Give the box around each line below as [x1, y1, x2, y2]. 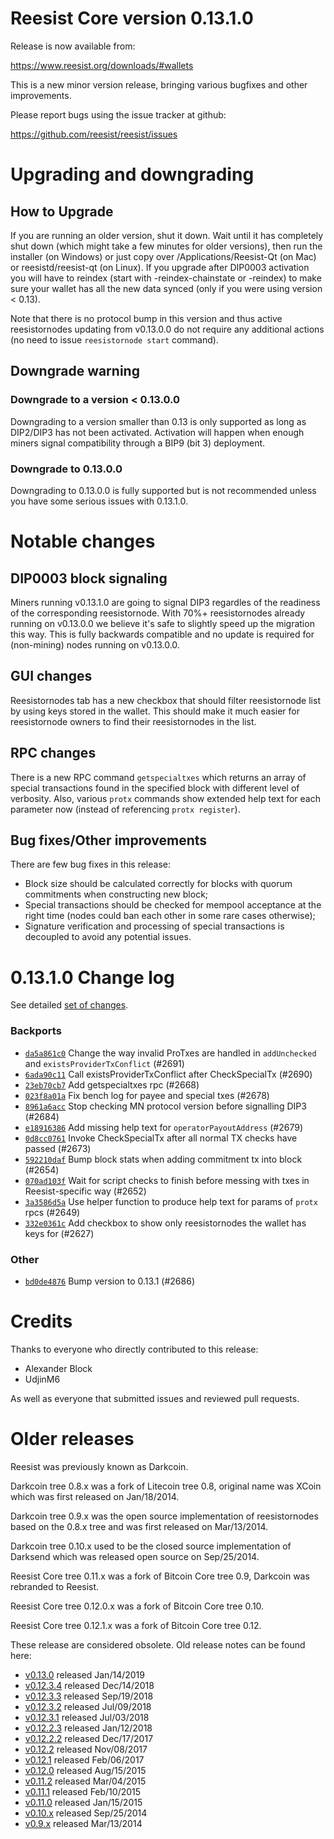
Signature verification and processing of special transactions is [24, 920, 285, 932]
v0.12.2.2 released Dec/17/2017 [24, 1732, 154, 1744]
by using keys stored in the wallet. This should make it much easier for [10, 705, 300, 717]
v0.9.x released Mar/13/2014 [24, 1817, 143, 1829]
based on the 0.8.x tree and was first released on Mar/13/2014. [10, 1520, 269, 1532]
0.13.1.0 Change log [10, 966, 175, 989]
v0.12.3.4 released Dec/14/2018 [24, 1679, 155, 1691]
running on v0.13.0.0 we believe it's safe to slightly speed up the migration [10, 617, 315, 629]
